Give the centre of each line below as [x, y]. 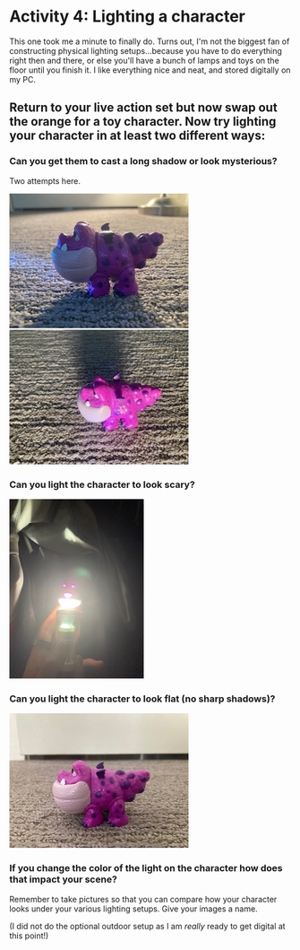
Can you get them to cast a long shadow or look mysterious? [143, 161]
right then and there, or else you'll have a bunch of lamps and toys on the [144, 60]
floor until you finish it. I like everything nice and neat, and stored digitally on [150, 70]
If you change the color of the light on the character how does [146, 868]
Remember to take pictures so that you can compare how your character [143, 899]
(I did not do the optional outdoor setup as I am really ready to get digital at [147, 926]
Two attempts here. [45, 180]
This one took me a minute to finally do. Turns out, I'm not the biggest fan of [150, 41]
